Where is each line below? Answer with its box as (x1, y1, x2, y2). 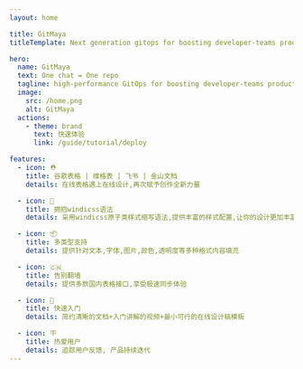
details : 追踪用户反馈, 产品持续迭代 (25, 345, 151, 355)
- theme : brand (25, 121, 83, 131)
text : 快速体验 (32, 130, 86, 139)
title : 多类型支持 (25, 238, 88, 247)
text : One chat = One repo (17, 71, 119, 80)
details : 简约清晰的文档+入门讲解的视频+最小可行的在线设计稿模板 (25, 313, 245, 322)
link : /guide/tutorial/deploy (32, 138, 147, 147)
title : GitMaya (9, 29, 67, 39)
